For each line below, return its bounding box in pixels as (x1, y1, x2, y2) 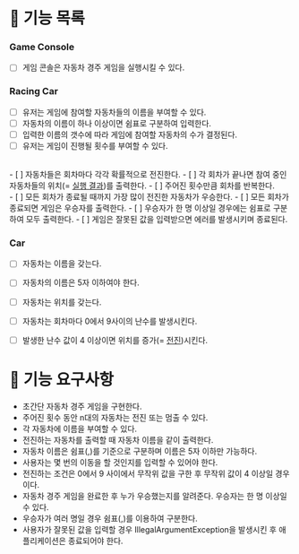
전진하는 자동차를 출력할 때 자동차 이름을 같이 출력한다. (21, 434, 214, 445)
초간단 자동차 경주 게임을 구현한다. (21, 401, 142, 411)
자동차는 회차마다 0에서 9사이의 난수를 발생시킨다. (21, 316, 198, 326)
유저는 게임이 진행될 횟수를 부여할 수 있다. (21, 141, 168, 151)
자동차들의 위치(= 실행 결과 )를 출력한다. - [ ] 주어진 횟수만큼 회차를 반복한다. (9, 180, 275, 191)
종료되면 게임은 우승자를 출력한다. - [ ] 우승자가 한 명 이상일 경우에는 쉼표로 (9, 203, 271, 213)
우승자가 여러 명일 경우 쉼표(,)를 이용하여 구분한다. (21, 513, 199, 524)
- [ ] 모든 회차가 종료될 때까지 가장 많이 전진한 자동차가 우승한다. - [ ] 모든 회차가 (9, 192, 289, 203)
